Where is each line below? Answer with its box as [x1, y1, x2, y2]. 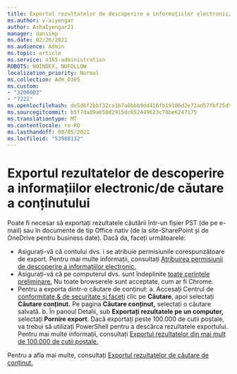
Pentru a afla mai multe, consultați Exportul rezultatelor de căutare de [7, 351, 209, 360]
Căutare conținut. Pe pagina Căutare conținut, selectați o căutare [17, 300, 212, 308]
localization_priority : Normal [7, 69, 99, 76]
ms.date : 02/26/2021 [7, 37, 68, 44]
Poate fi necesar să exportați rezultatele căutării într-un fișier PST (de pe [7, 219, 218, 227]
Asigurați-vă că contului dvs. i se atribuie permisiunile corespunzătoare [17, 248, 225, 256]
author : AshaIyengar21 [7, 23, 74, 30]
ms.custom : [7, 83, 39, 90]
